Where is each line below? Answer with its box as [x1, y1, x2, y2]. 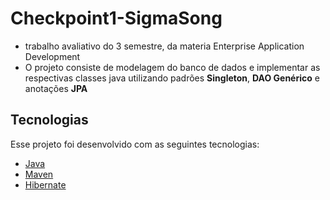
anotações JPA [24, 82, 88, 94]
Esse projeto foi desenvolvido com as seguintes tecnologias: [10, 138, 260, 150]
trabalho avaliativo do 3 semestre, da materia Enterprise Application [24, 40, 305, 52]
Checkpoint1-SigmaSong [10, 7, 223, 30]
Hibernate [24, 178, 67, 191]
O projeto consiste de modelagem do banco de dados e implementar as [24, 61, 321, 73]
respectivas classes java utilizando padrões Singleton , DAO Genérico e [24, 72, 320, 84]
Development [24, 50, 81, 62]
